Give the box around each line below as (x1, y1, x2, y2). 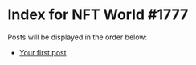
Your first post (18, 47, 67, 57)
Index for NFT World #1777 (7, 6, 189, 24)
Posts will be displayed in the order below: (7, 32, 148, 42)
